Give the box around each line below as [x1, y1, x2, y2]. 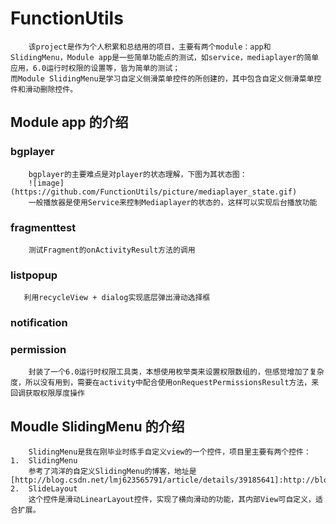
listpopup [10, 268, 58, 282]
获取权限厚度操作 [24, 388, 85, 399]
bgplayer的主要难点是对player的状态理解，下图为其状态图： [28, 169, 248, 179]
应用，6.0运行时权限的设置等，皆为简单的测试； [10, 63, 181, 73]
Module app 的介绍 [10, 114, 129, 131]
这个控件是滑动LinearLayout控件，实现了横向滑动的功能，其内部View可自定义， [28, 495, 317, 505]
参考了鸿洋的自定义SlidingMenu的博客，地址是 [28, 467, 197, 477]
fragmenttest [10, 220, 77, 234]
